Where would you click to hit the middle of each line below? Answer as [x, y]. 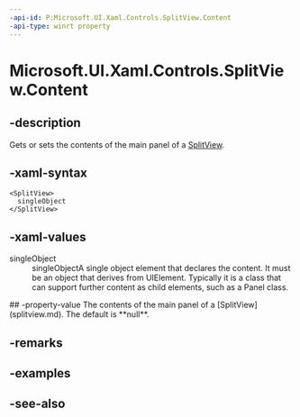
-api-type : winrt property [60, 26]
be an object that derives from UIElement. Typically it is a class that [157, 278]
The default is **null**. [108, 314]
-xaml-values [48, 236]
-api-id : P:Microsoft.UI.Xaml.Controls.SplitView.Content [120, 18]
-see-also [37, 404]
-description [45, 123]
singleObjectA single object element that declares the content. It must [161, 268]
